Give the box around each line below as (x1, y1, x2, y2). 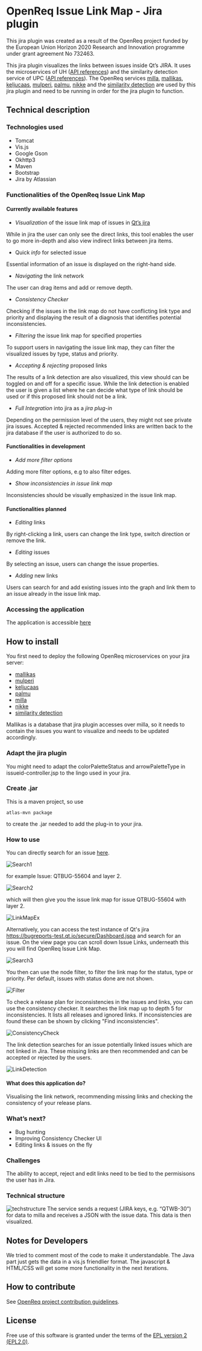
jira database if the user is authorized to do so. (6, 429, 122, 436)
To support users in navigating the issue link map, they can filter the (6, 343, 175, 351)
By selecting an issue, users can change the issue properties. (6, 561, 159, 568)
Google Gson (14, 149, 48, 157)
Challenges (6, 1156, 40, 1165)
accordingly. (6, 734, 37, 741)
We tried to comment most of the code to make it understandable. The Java (6, 1252, 195, 1259)
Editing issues (14, 549, 50, 556)
